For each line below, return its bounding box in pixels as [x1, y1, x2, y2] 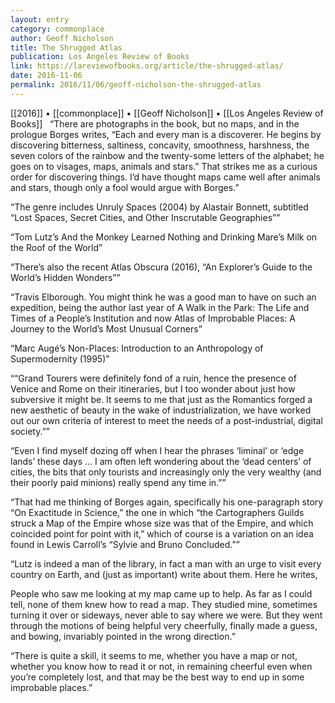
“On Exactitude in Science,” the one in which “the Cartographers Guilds [10, 506, 305, 518]
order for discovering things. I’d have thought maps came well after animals [10, 171, 321, 183]
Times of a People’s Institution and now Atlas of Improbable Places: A [10, 312, 296, 324]
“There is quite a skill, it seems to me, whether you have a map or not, [10, 649, 298, 661]
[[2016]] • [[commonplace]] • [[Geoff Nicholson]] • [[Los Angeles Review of [10, 107, 324, 119]
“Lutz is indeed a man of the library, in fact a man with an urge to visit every [10, 557, 322, 570]
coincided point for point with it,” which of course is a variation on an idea [10, 527, 314, 540]
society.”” [10, 425, 51, 437]
